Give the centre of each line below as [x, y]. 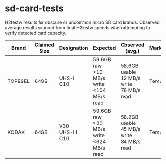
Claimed [44, 45]
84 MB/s [130, 141]
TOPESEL [19, 81]
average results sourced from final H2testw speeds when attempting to [78, 27]
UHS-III [68, 132]
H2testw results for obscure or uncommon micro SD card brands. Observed [82, 22]
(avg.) [132, 51]
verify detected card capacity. [36, 33]
